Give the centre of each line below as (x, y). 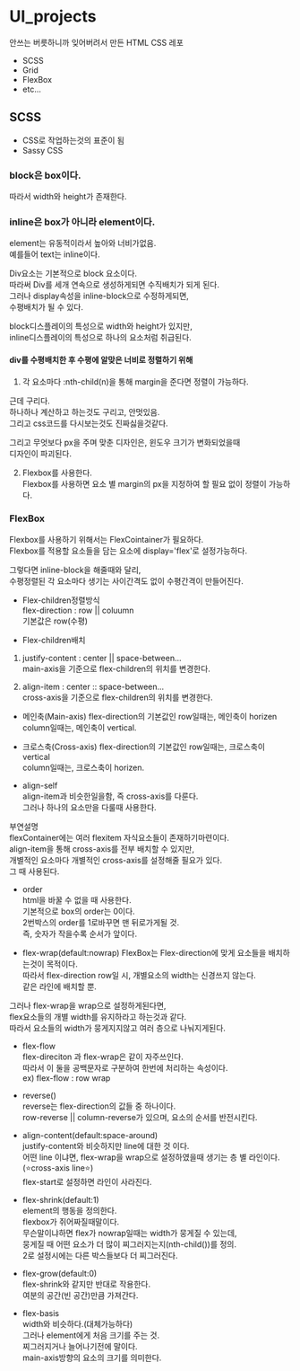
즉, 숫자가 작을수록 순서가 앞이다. (79, 933)
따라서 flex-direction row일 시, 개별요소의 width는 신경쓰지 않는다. (139, 975)
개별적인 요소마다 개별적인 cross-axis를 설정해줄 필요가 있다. (116, 860)
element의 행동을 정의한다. (69, 1210)
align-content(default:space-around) (90, 1135)
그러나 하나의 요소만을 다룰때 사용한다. (89, 807)
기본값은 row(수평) (55, 621)
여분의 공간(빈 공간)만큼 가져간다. (80, 1295)
